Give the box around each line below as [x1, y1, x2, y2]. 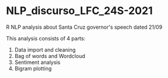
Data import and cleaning [14, 46, 76, 53]
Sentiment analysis [14, 59, 60, 66]
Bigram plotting [14, 65, 52, 72]
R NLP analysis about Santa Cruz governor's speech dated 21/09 [6, 23, 163, 30]
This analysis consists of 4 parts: [6, 35, 86, 42]
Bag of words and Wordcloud [14, 52, 85, 59]
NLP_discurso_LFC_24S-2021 [6, 4, 153, 18]
